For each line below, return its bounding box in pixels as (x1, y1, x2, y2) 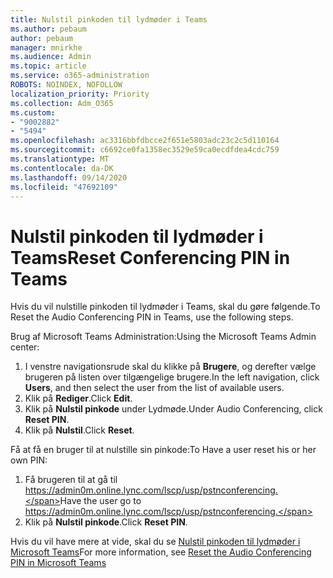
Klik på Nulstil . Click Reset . (24, 424, 135, 436)
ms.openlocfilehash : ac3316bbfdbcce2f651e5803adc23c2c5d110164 (10, 136, 280, 146)
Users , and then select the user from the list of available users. (24, 382, 285, 394)
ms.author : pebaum (10, 24, 87, 34)
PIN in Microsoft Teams (10, 557, 107, 569)
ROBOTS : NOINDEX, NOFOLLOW (10, 80, 123, 90)
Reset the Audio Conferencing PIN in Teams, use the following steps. (10, 311, 294, 323)
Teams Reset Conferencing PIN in (10, 246, 291, 269)
